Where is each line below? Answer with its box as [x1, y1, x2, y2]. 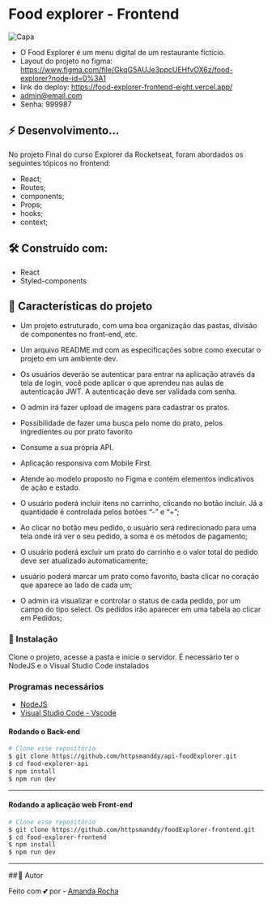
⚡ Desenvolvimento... [8, 123, 120, 138]
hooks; [19, 208, 44, 218]
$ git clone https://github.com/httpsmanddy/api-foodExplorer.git [8, 752, 237, 760]
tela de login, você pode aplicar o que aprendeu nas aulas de [19, 378, 224, 388]
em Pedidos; [19, 613, 62, 623]
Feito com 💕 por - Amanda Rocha [8, 886, 119, 896]
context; [19, 217, 49, 227]
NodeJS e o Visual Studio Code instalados [8, 660, 150, 670]
